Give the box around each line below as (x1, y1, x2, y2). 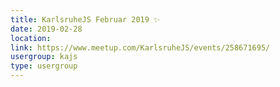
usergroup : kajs (10, 52, 78, 62)
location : (10, 33, 52, 43)
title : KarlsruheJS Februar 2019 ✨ (10, 14, 160, 25)
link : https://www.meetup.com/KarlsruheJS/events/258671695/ (10, 42, 271, 53)
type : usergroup (10, 61, 78, 71)
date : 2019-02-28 (10, 24, 83, 34)
